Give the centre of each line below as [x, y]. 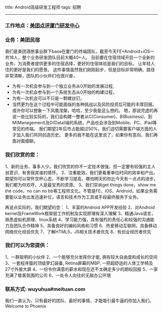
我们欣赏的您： [23, 155]
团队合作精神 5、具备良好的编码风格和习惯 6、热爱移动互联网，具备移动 [85, 225]
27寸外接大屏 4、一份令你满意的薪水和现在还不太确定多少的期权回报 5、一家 [81, 269]
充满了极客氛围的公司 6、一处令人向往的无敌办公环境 [58, 275]
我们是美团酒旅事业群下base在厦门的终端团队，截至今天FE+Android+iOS [78, 51]
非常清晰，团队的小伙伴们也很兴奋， [41, 76]
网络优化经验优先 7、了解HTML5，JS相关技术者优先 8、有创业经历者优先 [78, 232]
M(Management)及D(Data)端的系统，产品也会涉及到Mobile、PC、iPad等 [84, 123]
